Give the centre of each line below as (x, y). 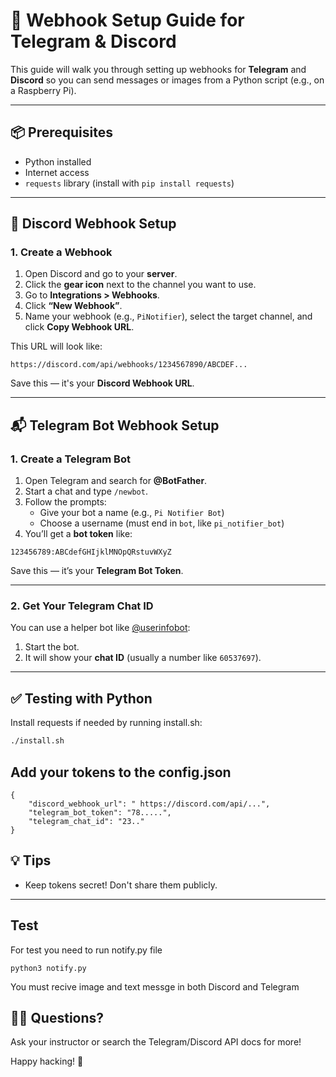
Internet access (57, 172)
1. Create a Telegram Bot (70, 459)
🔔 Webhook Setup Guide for (127, 20)
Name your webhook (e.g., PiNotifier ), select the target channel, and (168, 316)
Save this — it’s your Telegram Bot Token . (97, 571)
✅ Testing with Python (81, 698)
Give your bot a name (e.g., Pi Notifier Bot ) (132, 513)
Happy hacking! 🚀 (47, 1061)
